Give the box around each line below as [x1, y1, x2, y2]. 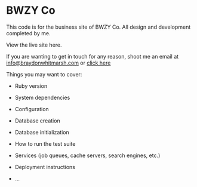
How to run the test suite [14, 140, 76, 147]
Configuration [14, 105, 49, 112]
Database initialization [14, 128, 70, 136]
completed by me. [6, 29, 51, 36]
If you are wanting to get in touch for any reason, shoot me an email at [6, 53, 179, 60]
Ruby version [14, 82, 48, 90]
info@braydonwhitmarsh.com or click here [6, 59, 111, 66]
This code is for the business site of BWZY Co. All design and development [6, 23, 191, 30]
